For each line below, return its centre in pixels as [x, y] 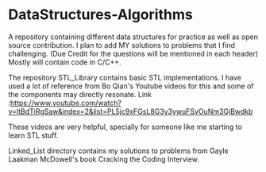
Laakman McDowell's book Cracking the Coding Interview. [104, 159]
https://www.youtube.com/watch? [66, 103]
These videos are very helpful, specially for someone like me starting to [125, 127]
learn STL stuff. [33, 135]
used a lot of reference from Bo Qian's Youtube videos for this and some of [131, 86]
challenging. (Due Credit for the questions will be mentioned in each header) [133, 53]
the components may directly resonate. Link [80, 94]
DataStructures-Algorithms [100, 15]
